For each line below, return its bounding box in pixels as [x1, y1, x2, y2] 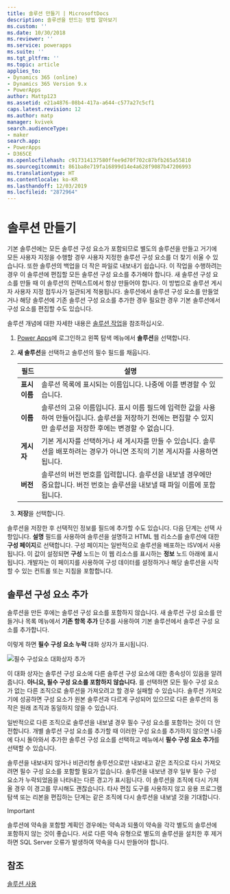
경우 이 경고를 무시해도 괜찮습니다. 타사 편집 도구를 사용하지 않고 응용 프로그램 [14, 784, 222, 792]
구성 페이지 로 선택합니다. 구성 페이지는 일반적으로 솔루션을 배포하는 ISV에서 [7, 541, 209, 549]
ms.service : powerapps [7, 42, 72, 49]
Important [7, 806, 35, 814]
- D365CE [7, 150, 32, 158]
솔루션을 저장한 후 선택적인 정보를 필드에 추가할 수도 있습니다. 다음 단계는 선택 [7, 524, 216, 532]
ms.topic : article [7, 61, 60, 68]
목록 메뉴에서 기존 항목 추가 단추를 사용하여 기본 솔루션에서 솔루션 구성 [25, 617, 214, 625]
